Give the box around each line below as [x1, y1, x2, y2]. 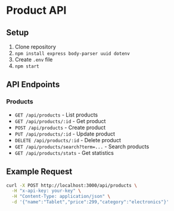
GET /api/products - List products [14, 111, 98, 118]
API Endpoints [6, 79, 60, 90]
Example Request [6, 167, 73, 177]
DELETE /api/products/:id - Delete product [14, 136, 121, 143]
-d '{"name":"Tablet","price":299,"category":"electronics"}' [11, 199, 169, 205]
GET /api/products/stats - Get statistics [14, 149, 114, 156]
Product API [6, 4, 67, 17]
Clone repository [14, 43, 57, 50]
